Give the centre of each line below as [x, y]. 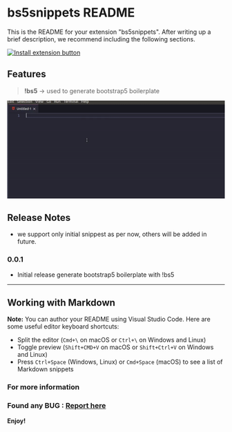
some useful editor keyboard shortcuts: [63, 326]
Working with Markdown [61, 303]
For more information [43, 387]
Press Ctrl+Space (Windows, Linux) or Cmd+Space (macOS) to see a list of [120, 362]
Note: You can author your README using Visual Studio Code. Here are [109, 320]
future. [27, 242]
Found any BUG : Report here [57, 406]
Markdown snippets [45, 369]
